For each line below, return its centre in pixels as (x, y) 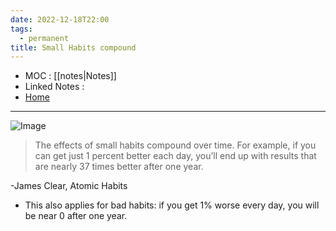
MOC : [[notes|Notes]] (70, 76)
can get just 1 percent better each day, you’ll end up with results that (175, 156)
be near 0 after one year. (76, 216)
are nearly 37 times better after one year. (119, 167)
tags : (21, 29)
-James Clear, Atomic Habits (69, 186)
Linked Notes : (54, 87)
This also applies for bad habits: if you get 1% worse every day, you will (172, 205)
